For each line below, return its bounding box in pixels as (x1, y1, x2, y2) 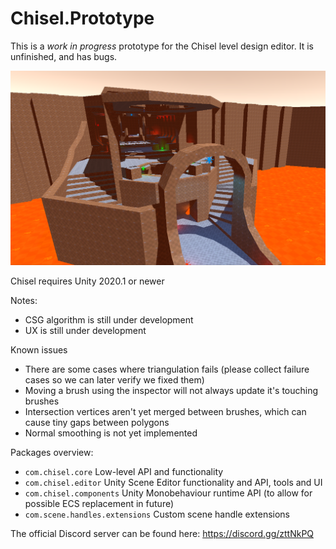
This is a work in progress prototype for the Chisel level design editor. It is (10, 40, 314, 52)
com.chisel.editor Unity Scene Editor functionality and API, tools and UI (24, 476, 323, 488)
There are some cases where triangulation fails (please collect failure (24, 363, 310, 375)
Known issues (10, 343, 68, 356)
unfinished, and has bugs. (10, 50, 118, 62)
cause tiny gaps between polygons (24, 416, 170, 428)
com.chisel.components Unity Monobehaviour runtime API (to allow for (24, 487, 313, 499)
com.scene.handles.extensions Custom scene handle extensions (24, 508, 290, 520)
